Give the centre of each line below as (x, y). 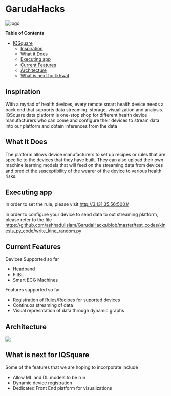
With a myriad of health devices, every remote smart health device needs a (84, 104)
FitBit (18, 275)
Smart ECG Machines (35, 280)
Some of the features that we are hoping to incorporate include (72, 367)
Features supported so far (33, 290)
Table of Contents (25, 33)
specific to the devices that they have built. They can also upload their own (84, 160)
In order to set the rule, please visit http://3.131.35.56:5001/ (67, 204)
